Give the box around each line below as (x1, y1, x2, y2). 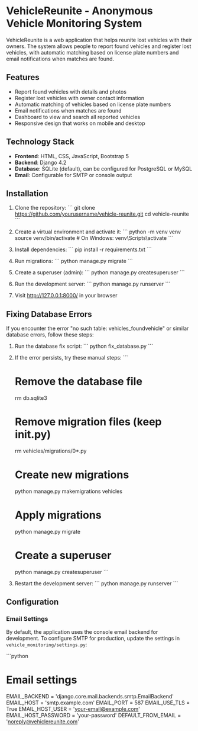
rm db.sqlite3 (14, 395, 47, 402)
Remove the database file (14, 375, 143, 389)
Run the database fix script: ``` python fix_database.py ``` (14, 342, 154, 350)
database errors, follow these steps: (6, 331, 94, 338)
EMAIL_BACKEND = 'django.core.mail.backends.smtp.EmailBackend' (6, 692, 174, 700)
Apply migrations (14, 508, 102, 522)
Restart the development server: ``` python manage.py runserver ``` (14, 579, 178, 587)
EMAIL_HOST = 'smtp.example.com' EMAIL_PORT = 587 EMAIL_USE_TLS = (6, 699, 190, 706)
